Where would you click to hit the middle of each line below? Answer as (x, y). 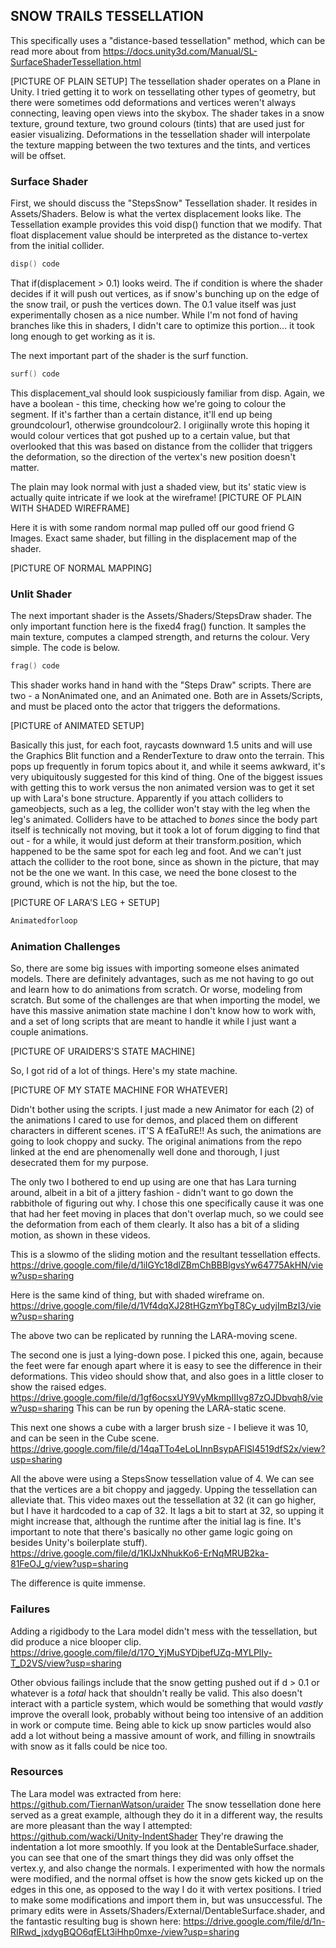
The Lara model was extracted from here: (96, 1793)
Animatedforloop (44, 921)
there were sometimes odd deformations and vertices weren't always (153, 102)
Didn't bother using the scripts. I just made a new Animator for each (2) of (162, 1110)
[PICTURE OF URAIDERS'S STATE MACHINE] (103, 1051)
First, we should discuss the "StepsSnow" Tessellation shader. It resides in (164, 203)
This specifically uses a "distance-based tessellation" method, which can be (168, 40)
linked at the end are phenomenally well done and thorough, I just (145, 1152)
